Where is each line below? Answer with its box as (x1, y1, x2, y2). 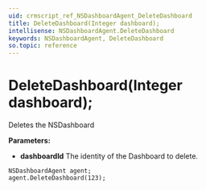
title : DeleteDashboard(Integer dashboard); (8, 19, 160, 27)
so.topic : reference (8, 42, 78, 50)
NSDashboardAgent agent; (8, 167, 92, 176)
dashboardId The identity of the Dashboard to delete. (19, 151, 199, 161)
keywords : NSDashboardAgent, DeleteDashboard (8, 34, 163, 43)
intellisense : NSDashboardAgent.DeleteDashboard (8, 27, 175, 35)
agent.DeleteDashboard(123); (8, 174, 106, 182)
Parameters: (8, 136, 51, 146)
